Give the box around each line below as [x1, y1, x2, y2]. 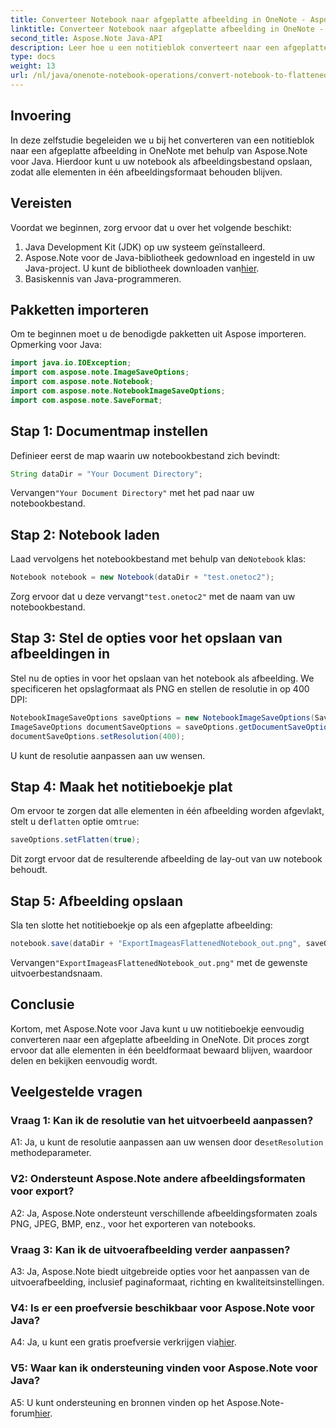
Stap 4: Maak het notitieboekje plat [10, 778, 233, 795]
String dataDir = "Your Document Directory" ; [10, 469, 203, 479]
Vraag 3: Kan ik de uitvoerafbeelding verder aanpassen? [10, 1242, 291, 1256]
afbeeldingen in [10, 646, 111, 663]
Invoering [10, 107, 72, 125]
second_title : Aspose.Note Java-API [10, 33, 163, 43]
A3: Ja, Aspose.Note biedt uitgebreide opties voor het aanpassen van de [10, 1265, 310, 1277]
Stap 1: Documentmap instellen [10, 423, 208, 440]
